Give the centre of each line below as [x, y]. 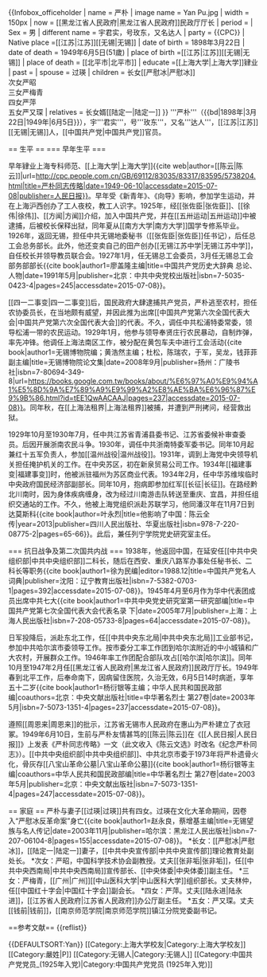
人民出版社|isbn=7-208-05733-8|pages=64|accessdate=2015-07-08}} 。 [135, 620]
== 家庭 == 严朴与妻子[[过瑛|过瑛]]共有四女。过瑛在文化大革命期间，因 [124, 811]
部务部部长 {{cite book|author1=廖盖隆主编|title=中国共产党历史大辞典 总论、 [132, 265]
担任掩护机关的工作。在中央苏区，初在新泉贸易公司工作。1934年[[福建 [130, 464]
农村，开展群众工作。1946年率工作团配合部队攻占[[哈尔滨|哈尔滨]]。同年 [133, 657]
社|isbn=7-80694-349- [46, 372]
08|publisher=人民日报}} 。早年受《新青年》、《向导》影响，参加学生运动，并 [132, 196]
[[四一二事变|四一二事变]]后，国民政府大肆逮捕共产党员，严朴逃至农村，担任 [133, 302]
